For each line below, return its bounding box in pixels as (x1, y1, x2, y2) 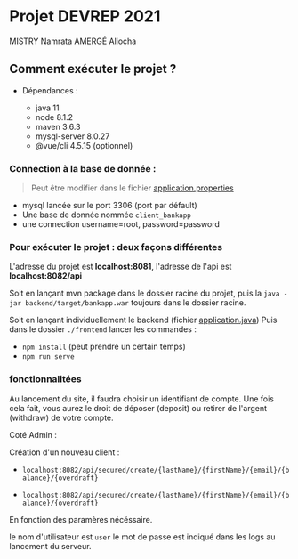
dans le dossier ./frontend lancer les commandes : (9, 324, 197, 335)
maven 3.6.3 (35, 121, 82, 132)
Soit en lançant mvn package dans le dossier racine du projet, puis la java (9, 288, 280, 299)
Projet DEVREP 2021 (9, 6, 161, 27)
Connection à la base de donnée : (9, 162, 157, 174)
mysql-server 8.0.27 (35, 131, 110, 142)
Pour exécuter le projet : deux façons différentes (9, 240, 223, 253)
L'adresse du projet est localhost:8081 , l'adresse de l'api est (9, 261, 232, 272)
